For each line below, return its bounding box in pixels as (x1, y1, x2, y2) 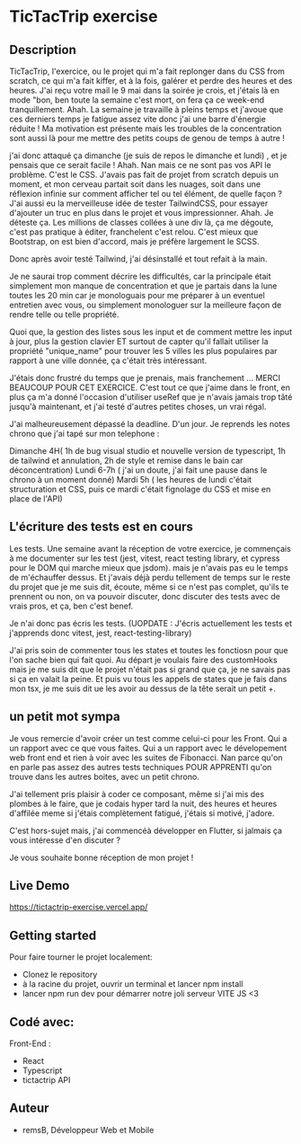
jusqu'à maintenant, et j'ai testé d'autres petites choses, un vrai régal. (9, 402, 267, 412)
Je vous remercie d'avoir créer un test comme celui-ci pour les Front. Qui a (9, 732, 288, 743)
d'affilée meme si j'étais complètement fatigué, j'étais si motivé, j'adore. (9, 807, 275, 819)
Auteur (9, 1101, 49, 1116)
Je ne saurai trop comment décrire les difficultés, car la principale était (9, 271, 271, 281)
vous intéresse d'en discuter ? (9, 834, 121, 846)
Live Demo (9, 878, 70, 893)
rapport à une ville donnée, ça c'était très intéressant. (9, 355, 208, 366)
